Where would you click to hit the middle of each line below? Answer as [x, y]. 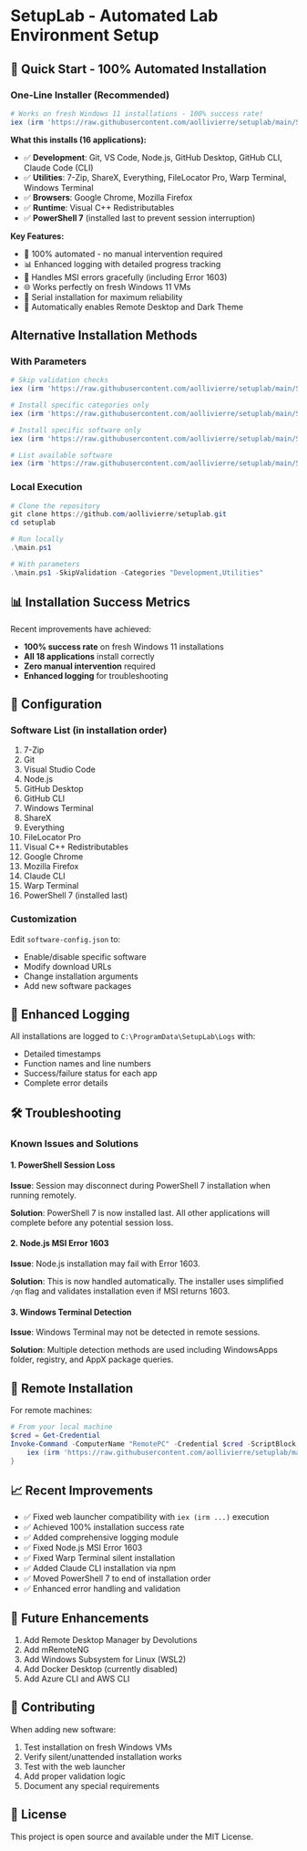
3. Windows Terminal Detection [71, 1312]
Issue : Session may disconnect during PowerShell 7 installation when [141, 1185]
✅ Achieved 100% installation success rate [104, 1527]
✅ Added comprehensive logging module [101, 1537]
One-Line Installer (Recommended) [90, 95]
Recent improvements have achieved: [81, 629]
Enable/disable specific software [85, 957]
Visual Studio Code [60, 770]
